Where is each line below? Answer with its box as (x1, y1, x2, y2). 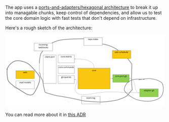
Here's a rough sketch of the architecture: (5, 25, 93, 31)
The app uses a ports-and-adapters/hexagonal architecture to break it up (5, 5, 158, 10)
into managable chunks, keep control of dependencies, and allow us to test (5, 10, 162, 16)
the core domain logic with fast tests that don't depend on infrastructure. (5, 15, 157, 21)
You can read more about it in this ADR (5, 111, 86, 118)
